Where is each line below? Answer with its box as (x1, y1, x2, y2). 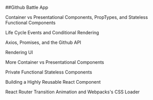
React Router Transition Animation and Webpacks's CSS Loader (5, 89, 140, 95)
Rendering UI (5, 49, 33, 55)
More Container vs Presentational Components (5, 59, 104, 65)
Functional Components (5, 20, 56, 26)
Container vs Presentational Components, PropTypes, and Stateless (5, 14, 148, 20)
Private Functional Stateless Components (5, 69, 92, 75)
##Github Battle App (5, 5, 49, 10)
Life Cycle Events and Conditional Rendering (5, 30, 99, 35)
